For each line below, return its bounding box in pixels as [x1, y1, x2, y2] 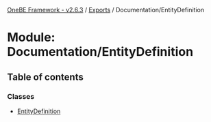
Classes [7, 91, 35, 101]
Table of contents [7, 71, 84, 82]
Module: [7, 30, 55, 45]
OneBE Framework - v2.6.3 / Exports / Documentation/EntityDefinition [7, 6, 204, 14]
